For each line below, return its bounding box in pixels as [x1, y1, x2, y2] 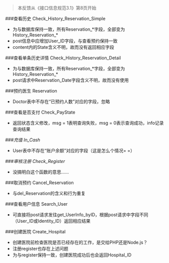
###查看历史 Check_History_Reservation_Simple [5, 16, 106, 22]
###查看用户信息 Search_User [5, 201, 68, 207]
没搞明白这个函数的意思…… [12, 169, 69, 175]
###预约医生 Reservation [5, 88, 57, 94]
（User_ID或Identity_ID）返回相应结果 [12, 218, 91, 224]
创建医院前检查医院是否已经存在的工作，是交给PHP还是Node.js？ [12, 239, 148, 245]
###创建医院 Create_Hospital [5, 229, 66, 234]
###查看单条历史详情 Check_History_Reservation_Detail [5, 55, 121, 61]
